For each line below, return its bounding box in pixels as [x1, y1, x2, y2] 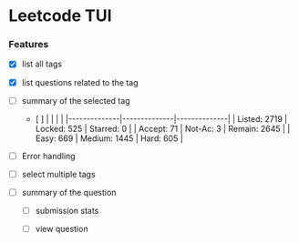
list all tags [21, 58, 63, 69]
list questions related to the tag [21, 76, 139, 87]
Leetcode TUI [8, 5, 112, 26]
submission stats [35, 205, 99, 216]
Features [8, 38, 49, 51]
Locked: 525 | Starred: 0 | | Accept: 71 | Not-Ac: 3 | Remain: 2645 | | [35, 123, 291, 134]
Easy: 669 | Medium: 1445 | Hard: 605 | [35, 133, 183, 144]
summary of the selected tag [21, 95, 130, 106]
